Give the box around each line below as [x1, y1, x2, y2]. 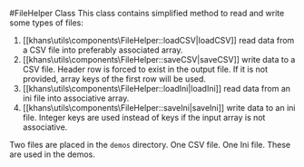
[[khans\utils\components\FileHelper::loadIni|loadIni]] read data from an [22, 83, 291, 93]
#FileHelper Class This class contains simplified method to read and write [9, 8, 285, 18]
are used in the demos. [9, 149, 95, 160]
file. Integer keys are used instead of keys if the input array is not [22, 113, 266, 123]
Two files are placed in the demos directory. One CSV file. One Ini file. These [9, 140, 291, 150]
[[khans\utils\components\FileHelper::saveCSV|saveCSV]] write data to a [22, 54, 296, 64]
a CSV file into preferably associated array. [22, 44, 183, 55]
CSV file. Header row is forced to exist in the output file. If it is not [22, 64, 268, 74]
